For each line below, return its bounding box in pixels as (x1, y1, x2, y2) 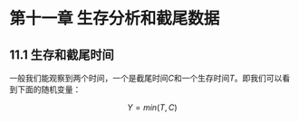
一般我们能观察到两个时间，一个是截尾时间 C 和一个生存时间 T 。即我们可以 (9, 73, 283, 83)
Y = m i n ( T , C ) (127, 102, 178, 113)
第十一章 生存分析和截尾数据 (9, 8, 220, 29)
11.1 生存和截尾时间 (9, 47, 115, 62)
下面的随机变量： (16, 84, 82, 95)
